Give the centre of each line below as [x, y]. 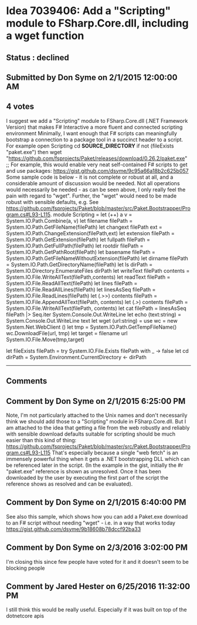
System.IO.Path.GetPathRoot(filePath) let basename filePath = [81, 252]
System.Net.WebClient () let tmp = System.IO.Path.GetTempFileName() [91, 327]
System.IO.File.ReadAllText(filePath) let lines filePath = [72, 283]
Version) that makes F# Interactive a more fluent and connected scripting [94, 127]
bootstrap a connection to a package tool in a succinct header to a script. [95, 139]
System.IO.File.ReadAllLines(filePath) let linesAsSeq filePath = [81, 289]
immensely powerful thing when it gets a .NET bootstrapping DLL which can [98, 459]
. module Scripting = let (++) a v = [91, 214]
